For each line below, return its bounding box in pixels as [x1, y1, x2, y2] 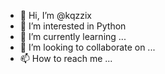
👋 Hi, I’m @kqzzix [19, 10, 92, 21]
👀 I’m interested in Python [19, 20, 127, 32]
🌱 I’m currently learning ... [19, 31, 127, 42]
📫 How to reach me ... [19, 53, 113, 64]
